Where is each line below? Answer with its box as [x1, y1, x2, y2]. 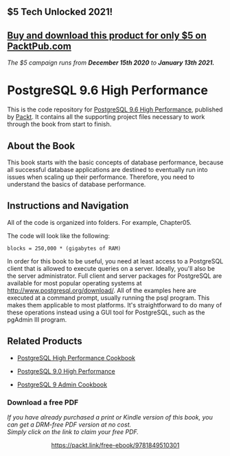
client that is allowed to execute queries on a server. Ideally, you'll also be [7, 264, 215, 272]
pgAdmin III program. [7, 315, 67, 323]
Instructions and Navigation [7, 200, 129, 212]
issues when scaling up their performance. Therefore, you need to [7, 173, 194, 181]
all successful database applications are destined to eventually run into [7, 165, 208, 173]
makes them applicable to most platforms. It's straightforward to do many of [7, 301, 222, 309]
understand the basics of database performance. [7, 180, 146, 188]
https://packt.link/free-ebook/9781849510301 [51, 441, 180, 449]
